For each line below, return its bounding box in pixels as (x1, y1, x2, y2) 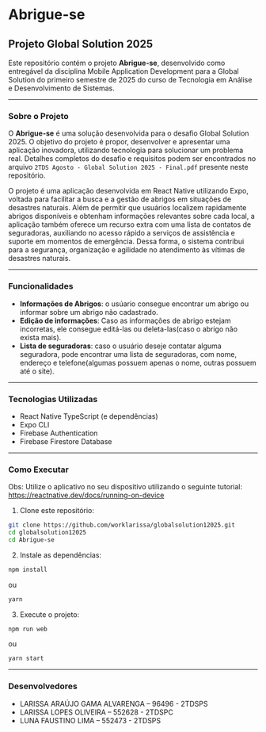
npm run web (8, 625, 47, 633)
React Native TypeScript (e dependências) (19, 411, 158, 421)
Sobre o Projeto (8, 110, 69, 121)
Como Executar (8, 464, 69, 475)
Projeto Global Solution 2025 (8, 37, 154, 51)
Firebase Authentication (19, 428, 98, 438)
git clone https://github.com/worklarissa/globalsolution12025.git (8, 521, 236, 529)
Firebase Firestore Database (19, 436, 112, 446)
